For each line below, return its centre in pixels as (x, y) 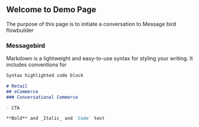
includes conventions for (37, 65)
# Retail (17, 86)
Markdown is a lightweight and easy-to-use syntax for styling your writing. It (99, 58)
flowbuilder (20, 30)
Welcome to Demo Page (51, 10)
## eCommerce (22, 92)
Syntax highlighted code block (45, 76)
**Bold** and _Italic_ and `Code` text (56, 118)
